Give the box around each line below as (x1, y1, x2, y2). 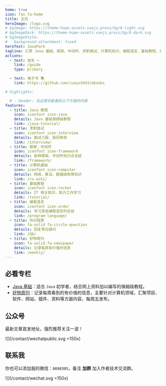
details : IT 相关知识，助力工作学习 (14, 190, 82, 195)
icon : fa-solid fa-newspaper (14, 241, 74, 246)
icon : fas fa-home (5, 12, 43, 17)
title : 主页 (5, 16, 28, 21)
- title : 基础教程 (9, 181, 44, 186)
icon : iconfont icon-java (14, 112, 68, 117)
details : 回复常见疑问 (14, 227, 56, 232)
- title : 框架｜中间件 (9, 144, 52, 149)
